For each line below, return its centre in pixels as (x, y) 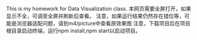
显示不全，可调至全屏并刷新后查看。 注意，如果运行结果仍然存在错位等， (95, 16)
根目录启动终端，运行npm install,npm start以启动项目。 (74, 31)
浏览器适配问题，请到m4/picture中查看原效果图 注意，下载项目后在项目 (104, 23)
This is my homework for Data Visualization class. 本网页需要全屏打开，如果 (99, 9)
